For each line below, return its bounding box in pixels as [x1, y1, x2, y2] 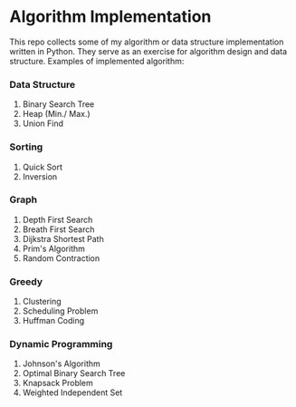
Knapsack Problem [22, 378, 93, 389]
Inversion [22, 170, 58, 182]
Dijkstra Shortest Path [22, 233, 104, 244]
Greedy [9, 275, 43, 287]
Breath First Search [22, 224, 95, 235]
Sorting [9, 141, 43, 153]
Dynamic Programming [9, 338, 113, 351]
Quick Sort [22, 161, 63, 172]
